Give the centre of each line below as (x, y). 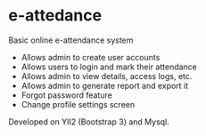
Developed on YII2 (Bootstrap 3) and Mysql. (89, 122)
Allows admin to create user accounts (91, 57)
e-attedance (55, 16)
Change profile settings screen (78, 104)
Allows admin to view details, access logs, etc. (107, 76)
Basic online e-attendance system (71, 40)
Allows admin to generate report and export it (105, 85)
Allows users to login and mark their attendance (109, 67)
